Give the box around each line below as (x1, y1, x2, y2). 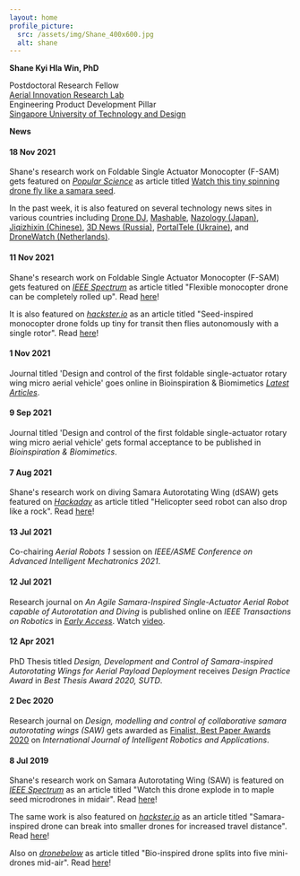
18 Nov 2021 (9, 146, 56, 157)
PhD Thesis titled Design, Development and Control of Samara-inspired (9, 655, 273, 666)
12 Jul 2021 (9, 577, 52, 587)
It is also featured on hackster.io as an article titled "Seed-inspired (9, 308, 253, 319)
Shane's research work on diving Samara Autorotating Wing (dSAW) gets (9, 487, 279, 498)
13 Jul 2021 (9, 526, 52, 537)
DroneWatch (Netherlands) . (9, 231, 110, 242)
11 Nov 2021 (9, 252, 55, 263)
